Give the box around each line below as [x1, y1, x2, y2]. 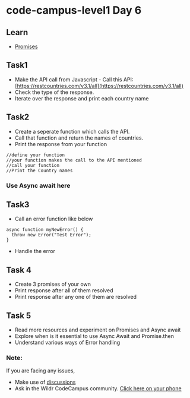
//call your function [6, 162, 60, 168]
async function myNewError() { [6, 227, 84, 233]
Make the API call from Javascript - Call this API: [14, 75, 134, 83]
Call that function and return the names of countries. [14, 134, 144, 141]
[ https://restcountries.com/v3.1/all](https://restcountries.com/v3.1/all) [14, 82, 184, 89]
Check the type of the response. [14, 89, 94, 96]
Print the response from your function [14, 140, 107, 147]
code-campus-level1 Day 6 [6, 4, 142, 17]
